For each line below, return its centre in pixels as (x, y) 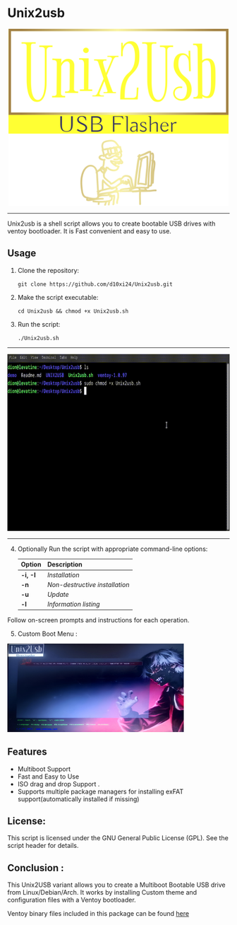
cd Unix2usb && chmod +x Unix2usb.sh (73, 311)
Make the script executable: (58, 297)
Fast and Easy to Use (48, 776)
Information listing (73, 604)
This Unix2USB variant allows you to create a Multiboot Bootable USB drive (116, 885)
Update (58, 594)
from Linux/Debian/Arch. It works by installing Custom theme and (102, 892)
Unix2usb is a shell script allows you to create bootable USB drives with (111, 223)
